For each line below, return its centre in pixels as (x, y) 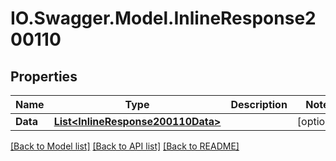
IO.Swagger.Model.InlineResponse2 (163, 18)
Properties (44, 76)
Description (259, 104)
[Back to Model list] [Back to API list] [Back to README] (125, 146)
